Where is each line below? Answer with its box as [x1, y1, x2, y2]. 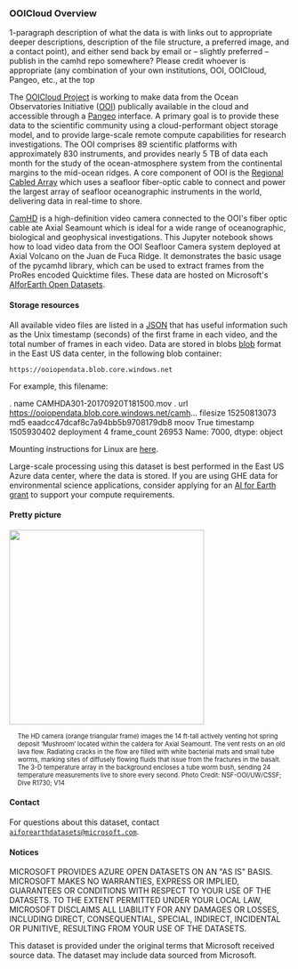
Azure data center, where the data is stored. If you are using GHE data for [9, 470, 278, 480]
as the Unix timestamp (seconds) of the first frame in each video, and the [9, 328, 278, 340]
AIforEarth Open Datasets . [9, 279, 106, 290]
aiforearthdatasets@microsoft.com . [9, 826, 140, 836]
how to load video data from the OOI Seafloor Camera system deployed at [9, 241, 281, 252]
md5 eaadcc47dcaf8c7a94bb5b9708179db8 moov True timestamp [9, 416, 255, 427]
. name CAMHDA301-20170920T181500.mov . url [9, 398, 189, 408]
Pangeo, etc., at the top [9, 75, 95, 85]
